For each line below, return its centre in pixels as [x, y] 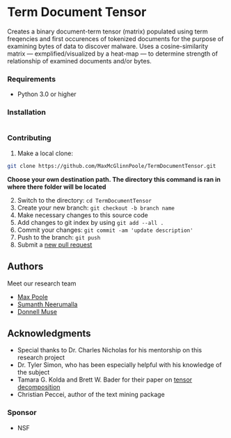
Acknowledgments [49, 333]
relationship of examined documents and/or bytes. [79, 61]
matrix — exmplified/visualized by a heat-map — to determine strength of [112, 54]
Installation [27, 112]
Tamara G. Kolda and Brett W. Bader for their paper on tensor [105, 380]
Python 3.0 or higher [47, 94]
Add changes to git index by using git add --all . [90, 222]
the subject [33, 373]
